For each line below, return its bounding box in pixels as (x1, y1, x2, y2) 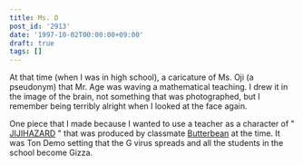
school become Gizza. (9, 147, 93, 159)
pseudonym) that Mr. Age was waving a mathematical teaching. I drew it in (9, 82, 288, 92)
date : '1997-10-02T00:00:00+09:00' (9, 30, 144, 39)
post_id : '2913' (9, 22, 71, 31)
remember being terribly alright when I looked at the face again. (9, 101, 248, 112)
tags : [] (9, 47, 43, 56)
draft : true (9, 38, 54, 48)
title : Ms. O (9, 13, 59, 23)
